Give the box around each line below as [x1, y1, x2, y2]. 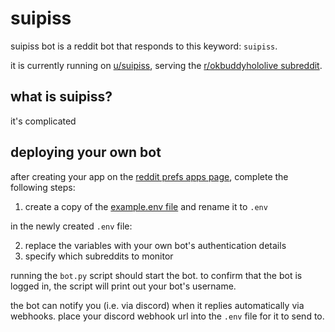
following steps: [10, 181, 76, 193]
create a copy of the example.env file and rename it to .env [24, 200, 268, 212]
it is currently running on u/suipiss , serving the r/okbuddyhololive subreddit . [10, 59, 323, 71]
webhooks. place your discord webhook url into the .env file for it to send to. [10, 310, 325, 322]
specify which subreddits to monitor [24, 250, 174, 262]
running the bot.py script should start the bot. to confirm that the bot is [10, 269, 303, 281]
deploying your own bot [10, 144, 162, 161]
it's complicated [10, 115, 77, 127]
